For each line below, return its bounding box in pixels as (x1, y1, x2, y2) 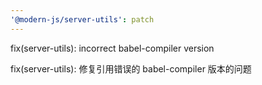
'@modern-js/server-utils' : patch (10, 14, 155, 25)
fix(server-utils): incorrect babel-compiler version (10, 42, 215, 54)
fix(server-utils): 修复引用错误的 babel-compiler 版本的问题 (10, 62, 252, 75)
